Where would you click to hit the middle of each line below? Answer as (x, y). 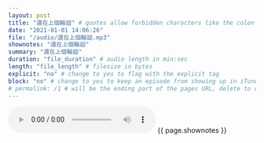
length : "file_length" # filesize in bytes (81, 67)
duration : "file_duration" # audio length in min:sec (98, 60)
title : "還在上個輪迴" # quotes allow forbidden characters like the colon (131, 23)
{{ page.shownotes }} (192, 130)
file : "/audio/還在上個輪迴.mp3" (59, 37)
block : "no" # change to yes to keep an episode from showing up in (123, 81)
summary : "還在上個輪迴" (45, 52)
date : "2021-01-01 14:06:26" (56, 30)
